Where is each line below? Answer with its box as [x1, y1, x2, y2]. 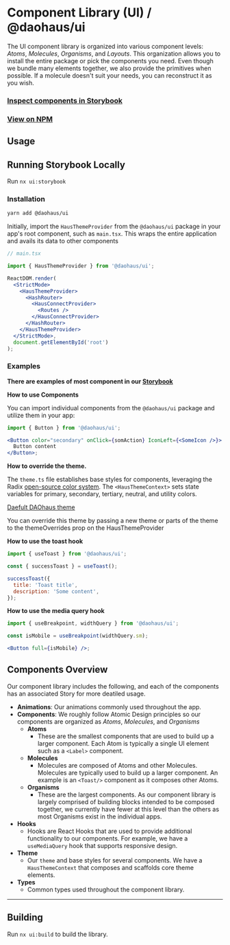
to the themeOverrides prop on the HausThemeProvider [7, 524, 164, 532]
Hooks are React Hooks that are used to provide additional [27, 827, 192, 835]
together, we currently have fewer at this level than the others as [37, 805, 220, 813]
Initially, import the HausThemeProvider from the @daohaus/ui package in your [7, 222, 221, 231]
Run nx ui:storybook [7, 177, 66, 185]
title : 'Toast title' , [13, 581, 78, 588]
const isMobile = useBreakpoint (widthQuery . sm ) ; [7, 632, 149, 640]
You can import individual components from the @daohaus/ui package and [7, 403, 215, 412]
